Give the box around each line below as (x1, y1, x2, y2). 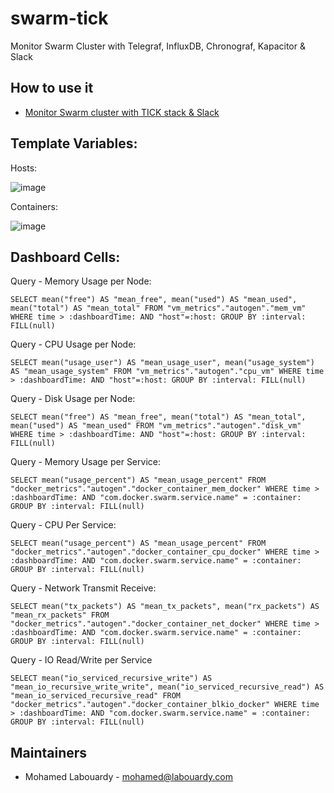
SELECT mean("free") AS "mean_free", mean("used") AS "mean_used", (10, 295, 298, 305)
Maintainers (10, 744, 88, 761)
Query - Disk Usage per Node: (10, 393, 136, 405)
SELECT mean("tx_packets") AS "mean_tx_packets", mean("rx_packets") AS (10, 602, 320, 612)
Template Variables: (10, 135, 138, 152)
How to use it (10, 80, 94, 97)
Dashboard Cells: (10, 248, 121, 266)
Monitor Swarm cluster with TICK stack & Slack (24, 106, 220, 118)
